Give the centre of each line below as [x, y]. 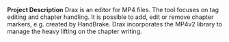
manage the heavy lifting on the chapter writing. [75, 31]
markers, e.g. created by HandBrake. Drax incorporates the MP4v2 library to [114, 24]
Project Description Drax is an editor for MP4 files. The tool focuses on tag [113, 10]
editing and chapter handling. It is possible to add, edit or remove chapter [110, 17]
